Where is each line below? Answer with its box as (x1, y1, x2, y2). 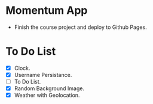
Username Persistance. (14, 71, 72, 78)
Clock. (14, 64, 30, 72)
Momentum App (5, 4, 88, 17)
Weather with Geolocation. (14, 91, 80, 99)
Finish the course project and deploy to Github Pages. (14, 23, 147, 31)
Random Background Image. (14, 85, 85, 92)
